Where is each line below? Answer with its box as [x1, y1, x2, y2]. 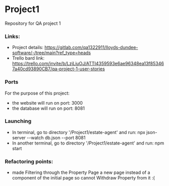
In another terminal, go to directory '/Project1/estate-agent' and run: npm [12, 140, 164, 146]
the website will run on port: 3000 [12, 100, 83, 106]
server [12, 134, 26, 141]
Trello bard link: [12, 55, 45, 61]
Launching [5, 118, 31, 125]
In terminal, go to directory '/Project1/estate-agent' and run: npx [12, 129, 145, 135]
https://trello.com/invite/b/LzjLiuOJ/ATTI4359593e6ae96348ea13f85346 [12, 61, 164, 67]
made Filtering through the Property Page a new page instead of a [12, 169, 150, 175]
